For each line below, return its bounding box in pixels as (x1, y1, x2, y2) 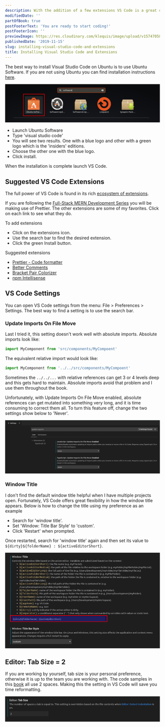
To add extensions (5, 220, 43, 226)
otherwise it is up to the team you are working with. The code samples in (5, 676, 152, 682)
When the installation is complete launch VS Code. (5, 163, 108, 169)
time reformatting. (5, 687, 42, 692)
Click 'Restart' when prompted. (12, 528, 75, 534)
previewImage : (5, 34, 34, 39)
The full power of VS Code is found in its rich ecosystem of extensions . (5, 190, 149, 196)
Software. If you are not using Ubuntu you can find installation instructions (5, 69, 156, 75)
